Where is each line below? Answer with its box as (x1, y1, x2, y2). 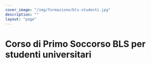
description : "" (5, 12, 39, 17)
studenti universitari (5, 48, 91, 60)
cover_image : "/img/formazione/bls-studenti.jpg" (5, 7, 111, 12)
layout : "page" (5, 16, 37, 21)
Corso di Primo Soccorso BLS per (5, 38, 146, 49)
